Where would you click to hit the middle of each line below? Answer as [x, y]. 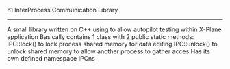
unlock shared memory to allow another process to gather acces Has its [108, 51]
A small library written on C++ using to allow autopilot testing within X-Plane [114, 29]
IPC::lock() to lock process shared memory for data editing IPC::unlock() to [112, 44]
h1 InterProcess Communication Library [63, 10]
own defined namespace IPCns [51, 58]
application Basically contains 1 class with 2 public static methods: [101, 37]
